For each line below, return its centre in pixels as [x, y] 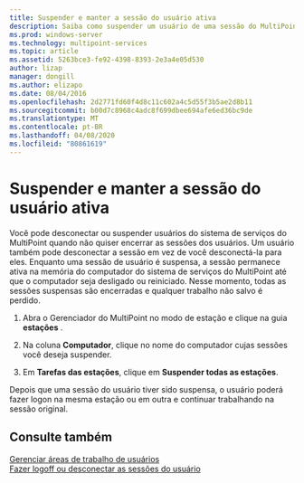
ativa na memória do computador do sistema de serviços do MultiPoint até [148, 271]
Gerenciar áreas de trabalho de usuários [85, 459]
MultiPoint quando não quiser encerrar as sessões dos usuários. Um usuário [152, 242]
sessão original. [39, 409]
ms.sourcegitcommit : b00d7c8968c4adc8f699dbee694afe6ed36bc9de [131, 110]
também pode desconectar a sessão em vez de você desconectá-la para [146, 252]
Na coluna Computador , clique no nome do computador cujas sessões [155, 345]
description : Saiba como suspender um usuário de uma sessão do [133, 26]
